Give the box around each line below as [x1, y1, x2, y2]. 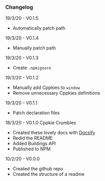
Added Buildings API [12, 141, 56, 147]
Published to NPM [12, 146, 51, 152]
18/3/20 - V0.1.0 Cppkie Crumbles [5, 120, 76, 126]
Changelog [5, 4, 33, 11]
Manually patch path [12, 45, 56, 51]
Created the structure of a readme [12, 171, 85, 177]
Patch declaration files [12, 110, 60, 116]
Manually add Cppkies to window [12, 84, 80, 90]
